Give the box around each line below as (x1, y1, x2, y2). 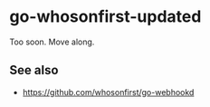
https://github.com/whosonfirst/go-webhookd (22, 86, 195, 97)
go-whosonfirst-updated (9, 6, 202, 27)
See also (9, 63, 59, 78)
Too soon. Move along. (9, 36, 95, 47)
